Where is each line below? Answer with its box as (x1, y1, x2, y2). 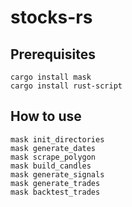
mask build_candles (10, 161, 92, 171)
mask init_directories (10, 134, 105, 145)
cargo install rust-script (10, 81, 123, 91)
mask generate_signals (10, 169, 105, 180)
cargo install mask (10, 72, 92, 82)
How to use (10, 108, 82, 125)
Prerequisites (10, 46, 96, 63)
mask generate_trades (10, 178, 101, 188)
